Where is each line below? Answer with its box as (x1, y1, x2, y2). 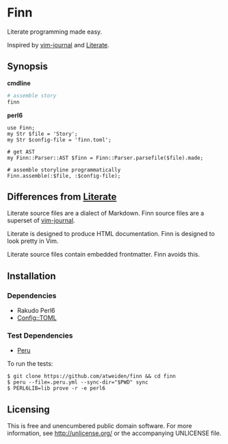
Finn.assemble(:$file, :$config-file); (7, 172, 121, 179)
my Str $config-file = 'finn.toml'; (7, 136, 112, 143)
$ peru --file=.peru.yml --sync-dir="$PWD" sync (7, 379, 149, 386)
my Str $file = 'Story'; (7, 130, 78, 137)
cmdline (7, 79, 31, 87)
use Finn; (7, 124, 36, 131)
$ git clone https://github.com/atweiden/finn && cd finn (7, 373, 176, 380)
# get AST (7, 148, 36, 155)
